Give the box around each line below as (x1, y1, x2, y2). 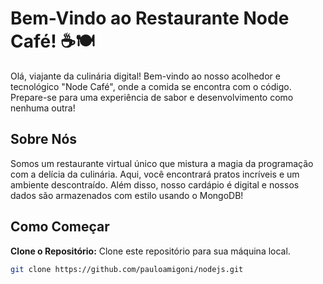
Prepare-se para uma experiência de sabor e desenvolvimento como (10, 91, 294, 103)
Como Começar (10, 218, 110, 236)
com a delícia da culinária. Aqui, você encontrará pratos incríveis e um (10, 168, 300, 180)
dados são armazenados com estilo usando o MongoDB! (10, 189, 244, 201)
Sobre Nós (10, 131, 78, 148)
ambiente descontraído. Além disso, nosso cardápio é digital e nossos (10, 178, 300, 191)
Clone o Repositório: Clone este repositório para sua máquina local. (10, 245, 291, 257)
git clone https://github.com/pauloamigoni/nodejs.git (10, 264, 244, 274)
